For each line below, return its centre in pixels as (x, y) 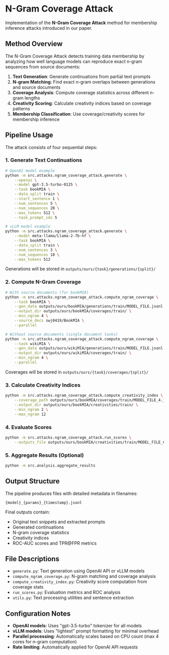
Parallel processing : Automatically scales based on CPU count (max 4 (86, 636)
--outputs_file (30, 442)
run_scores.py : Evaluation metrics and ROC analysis (66, 593)
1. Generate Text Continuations (44, 160)
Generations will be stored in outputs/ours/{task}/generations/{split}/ (80, 269)
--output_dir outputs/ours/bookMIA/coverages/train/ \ (73, 311)
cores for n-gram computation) (45, 642)
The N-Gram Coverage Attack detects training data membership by (75, 56)
